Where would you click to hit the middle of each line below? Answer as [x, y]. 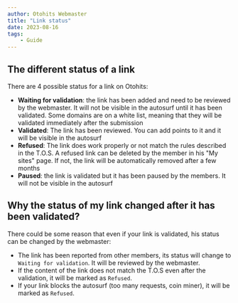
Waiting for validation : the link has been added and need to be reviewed [124, 100]
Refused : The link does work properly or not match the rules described [122, 145]
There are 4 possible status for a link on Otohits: [78, 86]
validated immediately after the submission [80, 122]
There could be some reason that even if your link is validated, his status [113, 234]
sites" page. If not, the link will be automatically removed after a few [117, 160]
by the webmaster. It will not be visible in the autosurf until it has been [120, 107]
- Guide [31, 41]
